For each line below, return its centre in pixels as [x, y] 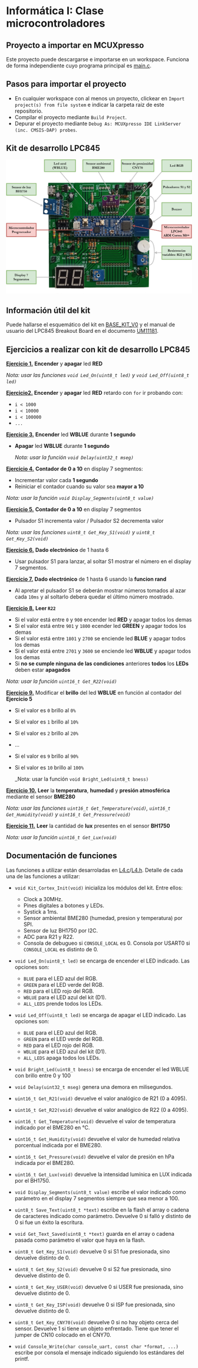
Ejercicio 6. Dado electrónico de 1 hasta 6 [57, 549]
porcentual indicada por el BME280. [58, 1145]
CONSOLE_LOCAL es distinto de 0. [61, 949]
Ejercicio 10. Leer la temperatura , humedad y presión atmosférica [88, 790]
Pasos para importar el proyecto [66, 84]
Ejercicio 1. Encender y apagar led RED [55, 364]
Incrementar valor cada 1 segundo [56, 480]
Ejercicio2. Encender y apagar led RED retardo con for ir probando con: [95, 392]
